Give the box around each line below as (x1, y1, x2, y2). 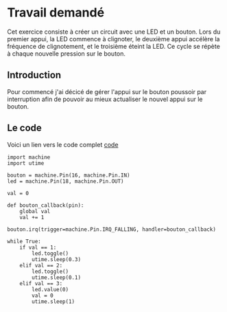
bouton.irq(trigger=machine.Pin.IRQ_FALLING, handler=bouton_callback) (7, 225, 216, 233)
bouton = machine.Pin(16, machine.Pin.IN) (7, 172, 130, 179)
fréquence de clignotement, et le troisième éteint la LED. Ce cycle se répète (7, 42, 221, 50)
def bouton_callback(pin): (7, 201, 84, 209)
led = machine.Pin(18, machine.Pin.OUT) (7, 177, 125, 185)
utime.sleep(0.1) (32, 274, 81, 281)
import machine (7, 153, 51, 161)
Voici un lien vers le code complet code (7, 140, 119, 148)
